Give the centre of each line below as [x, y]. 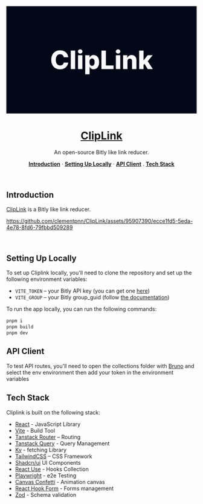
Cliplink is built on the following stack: [53, 412]
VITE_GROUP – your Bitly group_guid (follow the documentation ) [92, 297]
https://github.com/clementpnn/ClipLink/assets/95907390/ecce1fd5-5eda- [100, 221]
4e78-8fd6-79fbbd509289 [40, 228]
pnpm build [20, 327]
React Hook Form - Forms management [64, 488]
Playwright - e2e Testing [46, 475]
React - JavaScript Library [48, 424]
